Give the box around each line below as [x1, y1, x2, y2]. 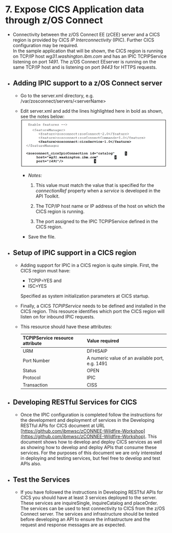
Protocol [23, 375, 41, 381]
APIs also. [20, 460, 42, 466]
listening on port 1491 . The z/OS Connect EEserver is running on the [12, 58, 156, 65]
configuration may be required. [12, 42, 78, 48]
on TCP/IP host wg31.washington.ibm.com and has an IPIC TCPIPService [12, 53, 167, 59]
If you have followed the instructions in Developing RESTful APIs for [20, 489, 163, 495]
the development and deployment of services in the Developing [20, 417, 155, 423]
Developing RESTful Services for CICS [12, 398, 137, 407]
